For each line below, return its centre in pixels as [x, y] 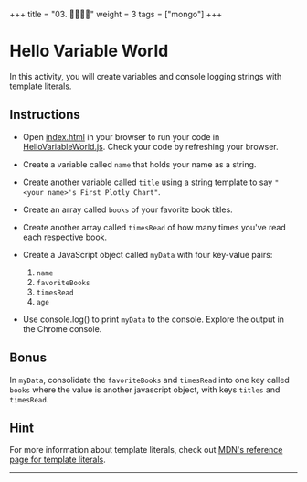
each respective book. [65, 237]
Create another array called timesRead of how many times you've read [154, 227]
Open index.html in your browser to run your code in [121, 136]
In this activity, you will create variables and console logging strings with [146, 76]
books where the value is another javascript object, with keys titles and [145, 390]
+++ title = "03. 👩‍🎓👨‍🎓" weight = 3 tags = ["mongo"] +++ [116, 14]
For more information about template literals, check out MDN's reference [146, 450]
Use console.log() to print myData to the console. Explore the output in [153, 319]
